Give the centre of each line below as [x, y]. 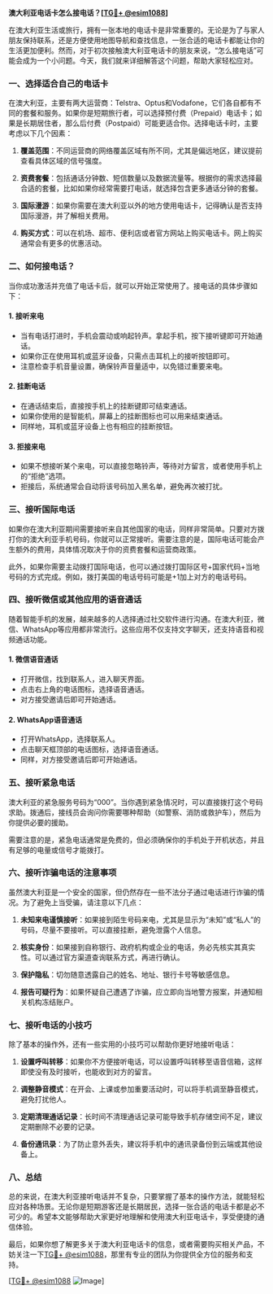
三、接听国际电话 [42, 509]
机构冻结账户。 [52, 1002]
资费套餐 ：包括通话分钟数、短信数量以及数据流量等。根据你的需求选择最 [141, 178]
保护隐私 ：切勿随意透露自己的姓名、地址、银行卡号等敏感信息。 [127, 974]
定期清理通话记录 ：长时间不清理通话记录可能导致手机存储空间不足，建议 [141, 1117]
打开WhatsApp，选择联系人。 [70, 739]
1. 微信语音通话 [33, 659]
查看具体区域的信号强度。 [63, 161]
